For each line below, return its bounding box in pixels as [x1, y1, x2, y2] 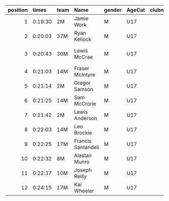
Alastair [73, 152, 92, 159]
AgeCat [126, 7, 145, 13]
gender [104, 7, 122, 13]
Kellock [73, 36, 92, 42]
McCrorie [73, 100, 97, 107]
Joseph [73, 167, 92, 173]
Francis [73, 137, 92, 144]
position [8, 7, 28, 13]
